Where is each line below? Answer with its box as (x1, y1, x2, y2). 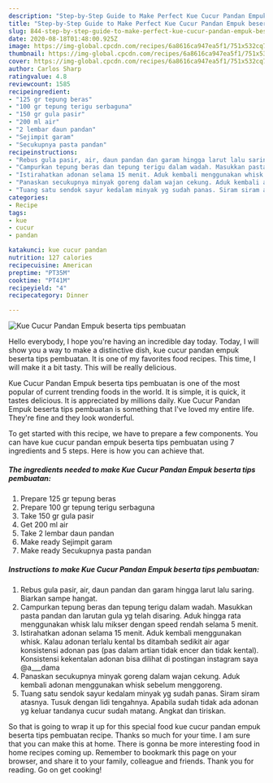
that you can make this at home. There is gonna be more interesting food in (8, 739, 260, 749)
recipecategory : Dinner (8, 291, 89, 300)
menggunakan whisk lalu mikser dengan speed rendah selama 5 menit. (19, 619, 258, 629)
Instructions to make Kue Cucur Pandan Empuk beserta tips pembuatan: (8, 564, 260, 574)
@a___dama (19, 663, 60, 672)
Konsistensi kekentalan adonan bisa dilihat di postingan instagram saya (19, 654, 258, 664)
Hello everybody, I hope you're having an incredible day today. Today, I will (8, 337, 259, 347)
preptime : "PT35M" (8, 269, 71, 277)
